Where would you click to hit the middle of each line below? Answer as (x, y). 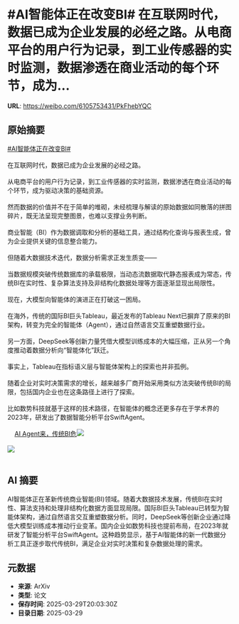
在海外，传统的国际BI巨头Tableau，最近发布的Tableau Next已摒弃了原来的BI (119, 316)
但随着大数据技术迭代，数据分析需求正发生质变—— (82, 258)
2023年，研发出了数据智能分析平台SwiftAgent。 (78, 417)
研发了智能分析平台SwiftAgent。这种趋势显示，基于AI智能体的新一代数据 (114, 534)
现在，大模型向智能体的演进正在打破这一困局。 (76, 299)
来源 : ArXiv (34, 586)
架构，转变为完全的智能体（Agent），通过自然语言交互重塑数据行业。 (108, 324)
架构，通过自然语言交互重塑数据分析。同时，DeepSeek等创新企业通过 (122, 517)
